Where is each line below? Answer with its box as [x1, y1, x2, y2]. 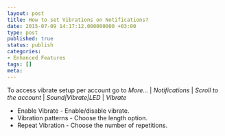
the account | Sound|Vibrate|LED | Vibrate [7, 93, 127, 101]
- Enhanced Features [7, 55, 67, 62]
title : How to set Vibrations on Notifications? [7, 16, 149, 23]
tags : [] [7, 61, 32, 68]
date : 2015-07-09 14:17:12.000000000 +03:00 [7, 23, 137, 29]
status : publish [7, 42, 54, 49]
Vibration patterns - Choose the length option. [16, 113, 147, 122]
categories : [7, 49, 41, 55]
